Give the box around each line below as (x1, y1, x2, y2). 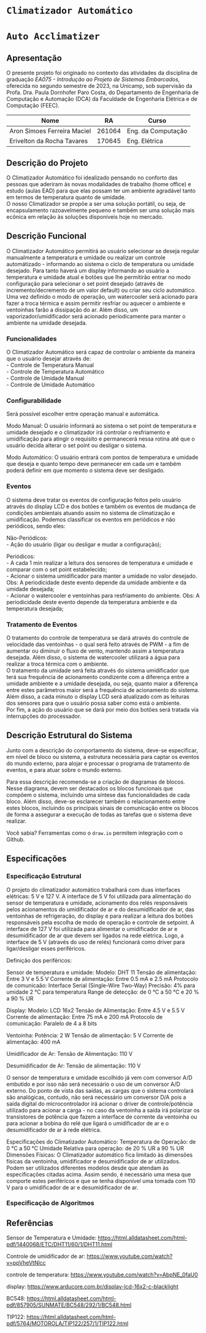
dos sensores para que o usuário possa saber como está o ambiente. (6, 699, 181, 707)
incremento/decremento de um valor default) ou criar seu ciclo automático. (6, 286, 196, 294)
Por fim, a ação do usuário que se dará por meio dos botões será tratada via (6, 706, 199, 713)
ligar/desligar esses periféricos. (6, 945, 86, 952)
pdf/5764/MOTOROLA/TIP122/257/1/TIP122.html (6, 1320, 129, 1327)
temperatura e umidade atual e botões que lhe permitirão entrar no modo (6, 273, 191, 281)
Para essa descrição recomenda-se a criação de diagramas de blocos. (6, 778, 185, 785)
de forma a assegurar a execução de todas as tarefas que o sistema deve (6, 811, 192, 818)
